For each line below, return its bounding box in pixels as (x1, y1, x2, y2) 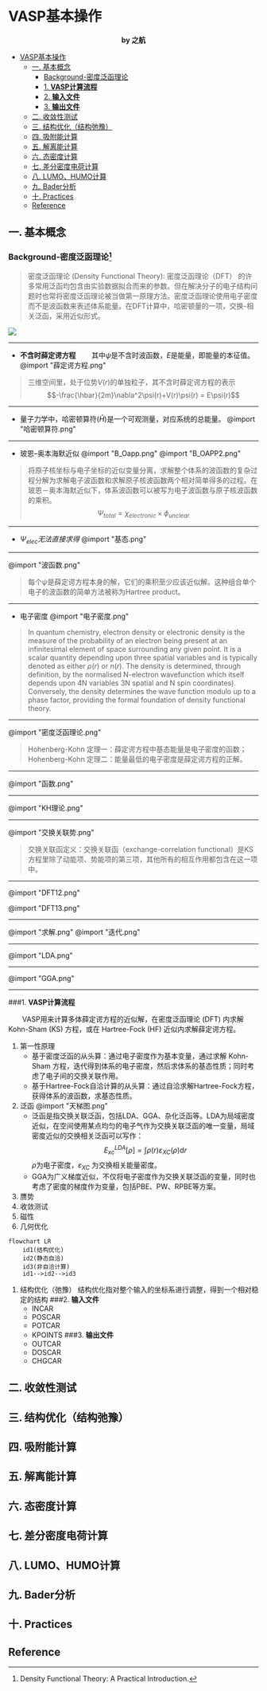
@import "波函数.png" (8, 559, 81, 570)
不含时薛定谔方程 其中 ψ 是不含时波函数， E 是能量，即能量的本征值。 (19, 351, 255, 360)
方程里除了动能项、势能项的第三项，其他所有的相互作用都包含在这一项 (27, 854, 258, 864)
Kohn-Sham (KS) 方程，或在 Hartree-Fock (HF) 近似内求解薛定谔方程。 (8, 1024, 241, 1034)
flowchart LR (8, 1237, 52, 1246)
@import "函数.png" (8, 779, 74, 788)
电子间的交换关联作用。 (45, 1071, 123, 1081)
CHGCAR (31, 1356, 62, 1365)
